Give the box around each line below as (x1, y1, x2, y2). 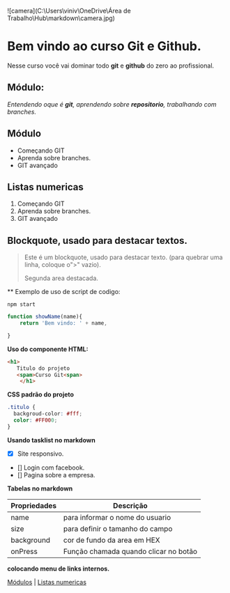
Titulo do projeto (16, 364, 70, 372)
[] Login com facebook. (17, 463, 85, 472)
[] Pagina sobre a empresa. (17, 470, 95, 479)
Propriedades (10, 500, 57, 510)
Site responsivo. (17, 449, 64, 458)
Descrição (112, 500, 148, 510)
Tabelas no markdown (7, 484, 73, 493)
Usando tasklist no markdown (7, 436, 95, 444)
